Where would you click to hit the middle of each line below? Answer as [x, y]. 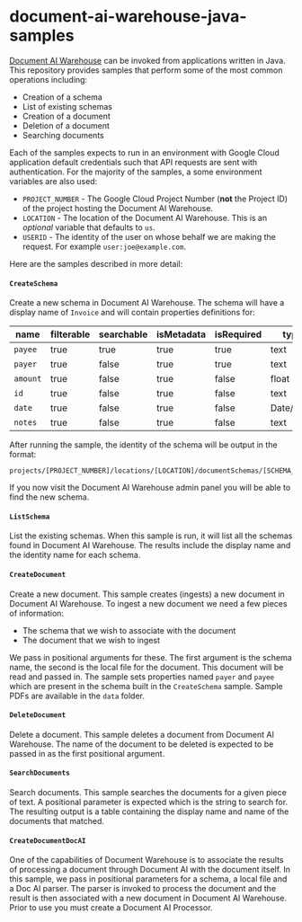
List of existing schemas [67, 106]
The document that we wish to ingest [91, 640]
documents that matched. [57, 820]
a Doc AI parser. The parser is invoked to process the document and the [143, 889]
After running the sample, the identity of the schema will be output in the [143, 445]
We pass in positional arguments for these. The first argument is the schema [151, 657]
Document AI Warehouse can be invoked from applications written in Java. [147, 60]
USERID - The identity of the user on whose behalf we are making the [149, 236]
